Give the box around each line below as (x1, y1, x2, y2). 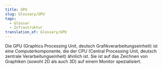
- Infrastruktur (9, 25, 43, 30)
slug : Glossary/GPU (5, 12, 45, 17)
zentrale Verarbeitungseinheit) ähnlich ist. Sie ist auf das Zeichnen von (5, 53, 148, 59)
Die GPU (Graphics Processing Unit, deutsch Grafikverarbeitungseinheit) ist (5, 43, 158, 49)
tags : (5, 16, 16, 21)
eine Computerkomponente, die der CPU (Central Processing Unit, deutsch (5, 48, 157, 54)
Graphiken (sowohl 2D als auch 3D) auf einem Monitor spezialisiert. (5, 59, 141, 64)
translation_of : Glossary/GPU (5, 30, 67, 34)
